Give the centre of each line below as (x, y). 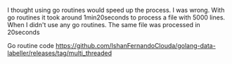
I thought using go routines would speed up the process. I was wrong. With (116, 10)
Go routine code (31, 46)
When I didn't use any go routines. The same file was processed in (104, 25)
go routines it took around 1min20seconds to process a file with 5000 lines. (116, 17)
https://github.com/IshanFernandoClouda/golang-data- (135, 46)
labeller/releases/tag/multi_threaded (60, 53)
